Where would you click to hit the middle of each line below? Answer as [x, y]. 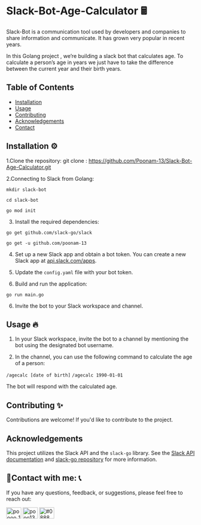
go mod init [21, 210]
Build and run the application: [51, 284]
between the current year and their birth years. [64, 68]
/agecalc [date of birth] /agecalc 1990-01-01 [65, 375]
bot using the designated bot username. [64, 345]
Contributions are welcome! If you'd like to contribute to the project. [90, 420]
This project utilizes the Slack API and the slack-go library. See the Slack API [100, 453]
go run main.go [25, 295]
